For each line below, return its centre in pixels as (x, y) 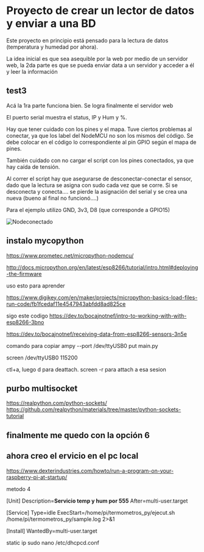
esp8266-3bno (25, 322)
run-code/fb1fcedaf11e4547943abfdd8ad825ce (66, 304)
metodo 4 (19, 489)
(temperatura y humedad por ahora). (52, 47)
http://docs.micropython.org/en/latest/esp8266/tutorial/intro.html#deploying (102, 267)
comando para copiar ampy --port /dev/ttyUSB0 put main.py (82, 345)
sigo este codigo (27, 316)
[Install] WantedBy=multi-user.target (52, 531)
